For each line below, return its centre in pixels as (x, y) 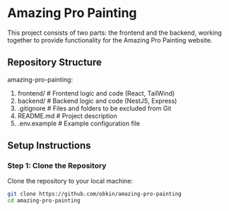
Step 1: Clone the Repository (57, 166)
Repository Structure (55, 63)
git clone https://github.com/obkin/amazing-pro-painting (94, 194)
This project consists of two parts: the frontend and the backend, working (115, 33)
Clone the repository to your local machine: (70, 181)
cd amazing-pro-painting (44, 201)
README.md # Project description (67, 115)
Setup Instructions (49, 146)
